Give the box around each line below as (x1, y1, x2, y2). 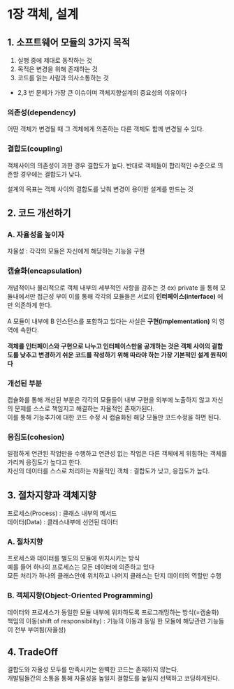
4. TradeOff (7, 646, 58, 658)
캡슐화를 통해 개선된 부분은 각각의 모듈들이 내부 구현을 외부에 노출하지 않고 (7, 395, 211, 403)
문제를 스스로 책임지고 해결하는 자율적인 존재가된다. (14, 404, 155, 413)
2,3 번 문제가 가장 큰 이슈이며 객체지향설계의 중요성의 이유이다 (17, 89, 187, 96)
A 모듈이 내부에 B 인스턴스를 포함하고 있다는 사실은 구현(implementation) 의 (7, 317, 218, 325)
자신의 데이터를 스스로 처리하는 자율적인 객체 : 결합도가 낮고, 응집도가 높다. (7, 467, 210, 475)
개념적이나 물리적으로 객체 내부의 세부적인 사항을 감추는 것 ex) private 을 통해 (7, 283, 219, 292)
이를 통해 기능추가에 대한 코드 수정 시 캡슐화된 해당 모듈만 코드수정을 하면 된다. (7, 413, 221, 421)
